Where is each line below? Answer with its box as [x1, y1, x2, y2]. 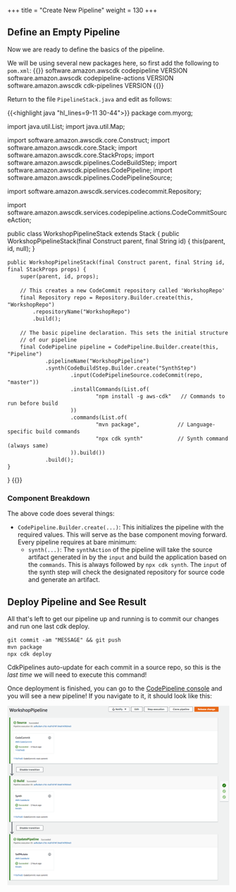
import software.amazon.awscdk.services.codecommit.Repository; [7, 187, 202, 195]
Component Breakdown [7, 493, 90, 503]
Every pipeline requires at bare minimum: [17, 538, 137, 546]
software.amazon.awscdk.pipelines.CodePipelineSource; [7, 173, 173, 182]
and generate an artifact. [27, 575, 100, 584]
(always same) [7, 442, 49, 449]
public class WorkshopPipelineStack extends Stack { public [7, 229, 180, 238]
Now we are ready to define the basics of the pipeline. [7, 45, 165, 54]
